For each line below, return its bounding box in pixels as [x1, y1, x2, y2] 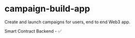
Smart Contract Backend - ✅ [4, 28, 62, 34]
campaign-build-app [4, 3, 90, 14]
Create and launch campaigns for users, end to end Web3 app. [4, 19, 131, 25]
